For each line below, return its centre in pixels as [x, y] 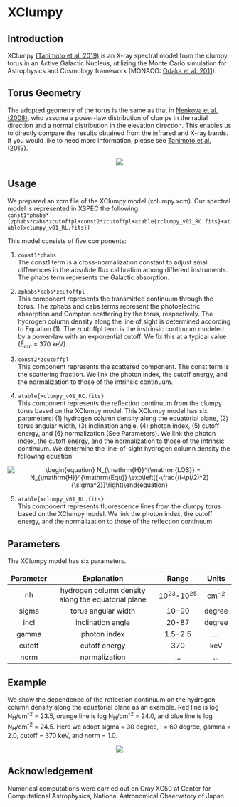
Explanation [103, 579]
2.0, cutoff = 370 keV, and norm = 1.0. [63, 735]
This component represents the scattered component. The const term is [123, 367]
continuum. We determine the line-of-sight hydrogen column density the [124, 449]
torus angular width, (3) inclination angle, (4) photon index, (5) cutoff [118, 426]
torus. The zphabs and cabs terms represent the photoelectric [109, 306]
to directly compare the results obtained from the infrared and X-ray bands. [118, 133]
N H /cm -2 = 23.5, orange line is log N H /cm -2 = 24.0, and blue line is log [110, 716]
